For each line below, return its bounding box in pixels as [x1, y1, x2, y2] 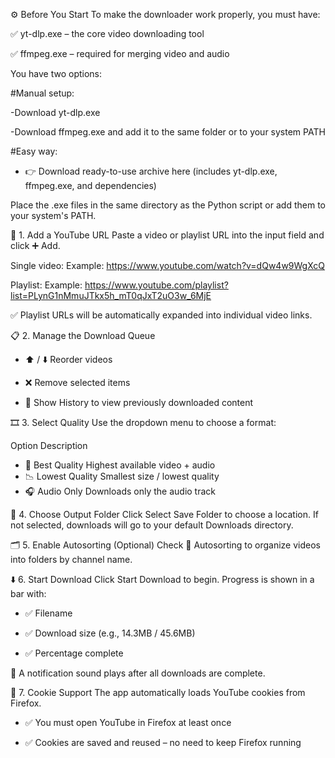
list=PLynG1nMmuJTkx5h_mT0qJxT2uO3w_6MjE [10, 290, 212, 301]
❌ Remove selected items [24, 377, 131, 388]
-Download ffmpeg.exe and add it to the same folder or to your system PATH [10, 126, 326, 138]
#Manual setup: [10, 87, 75, 99]
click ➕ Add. [10, 240, 61, 251]
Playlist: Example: [10, 279, 83, 291]
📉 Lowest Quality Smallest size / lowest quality [24, 470, 220, 482]
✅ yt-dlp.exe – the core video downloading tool [10, 28, 205, 39]
